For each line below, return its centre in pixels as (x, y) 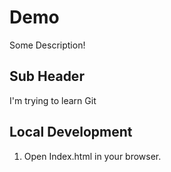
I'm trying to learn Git (53, 100)
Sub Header (47, 76)
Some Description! (47, 45)
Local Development (71, 132)
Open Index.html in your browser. (92, 156)
